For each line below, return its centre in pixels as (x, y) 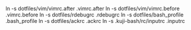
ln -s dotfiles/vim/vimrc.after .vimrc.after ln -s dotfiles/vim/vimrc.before (93, 9)
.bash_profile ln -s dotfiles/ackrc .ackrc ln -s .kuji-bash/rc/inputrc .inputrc (95, 21)
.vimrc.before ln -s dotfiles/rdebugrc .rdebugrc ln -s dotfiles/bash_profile (95, 15)
